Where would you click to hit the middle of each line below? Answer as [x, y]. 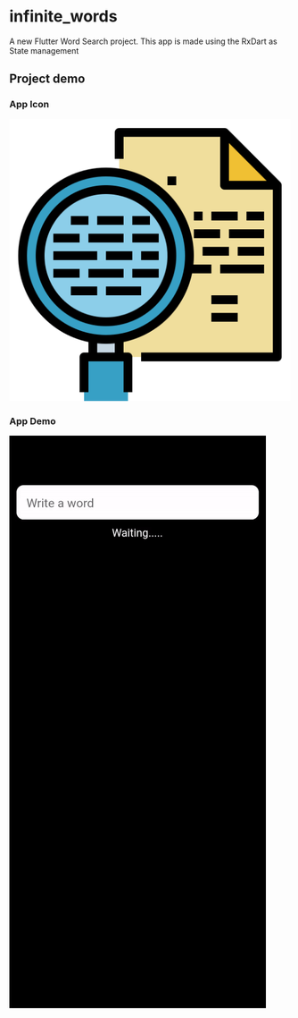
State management [44, 50]
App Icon [29, 105]
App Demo [33, 420]
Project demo [47, 79]
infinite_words [63, 17]
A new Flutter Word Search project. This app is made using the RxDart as [144, 41]
